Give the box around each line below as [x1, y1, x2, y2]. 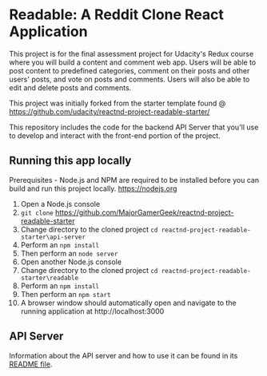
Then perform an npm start [20, 289, 111, 299]
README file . [9, 359, 53, 369]
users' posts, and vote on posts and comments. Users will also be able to [9, 74, 250, 84]
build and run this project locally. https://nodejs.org [9, 184, 177, 193]
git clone [20, 209, 54, 217]
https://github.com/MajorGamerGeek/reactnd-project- [55, 208, 234, 217]
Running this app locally [9, 154, 132, 168]
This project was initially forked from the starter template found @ [9, 98, 226, 108]
